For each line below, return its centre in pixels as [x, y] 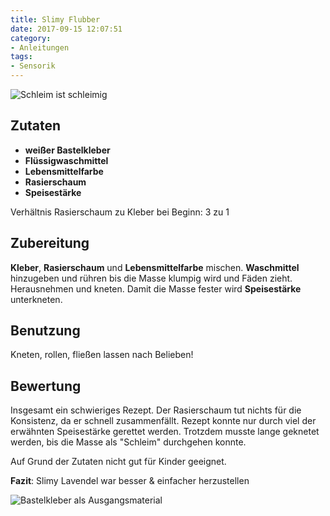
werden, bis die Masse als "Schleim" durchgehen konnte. [128, 442]
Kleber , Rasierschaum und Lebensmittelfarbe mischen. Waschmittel [155, 267]
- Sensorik [33, 66]
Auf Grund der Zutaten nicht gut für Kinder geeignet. [118, 462]
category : [31, 38]
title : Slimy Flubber [55, 19]
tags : [21, 57]
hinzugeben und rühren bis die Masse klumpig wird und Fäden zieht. [151, 278]
